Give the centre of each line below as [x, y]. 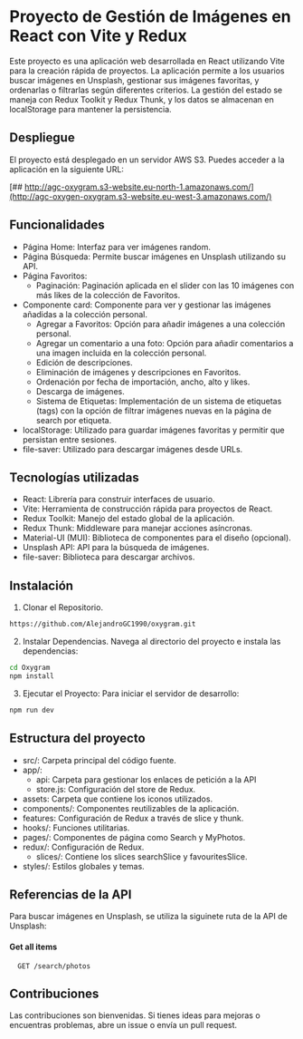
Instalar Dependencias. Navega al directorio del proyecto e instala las [151, 642]
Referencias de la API [71, 894]
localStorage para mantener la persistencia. [90, 109]
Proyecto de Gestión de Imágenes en [150, 17]
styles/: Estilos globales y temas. [83, 866]
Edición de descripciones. [84, 362]
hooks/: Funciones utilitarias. [76, 828]
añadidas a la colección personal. [85, 314]
